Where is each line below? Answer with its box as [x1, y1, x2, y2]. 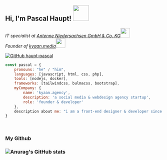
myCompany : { [14, 85, 41, 90]
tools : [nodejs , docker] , [14, 76, 68, 81]
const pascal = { [5, 62, 41, 67]
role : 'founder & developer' [23, 99, 84, 104]
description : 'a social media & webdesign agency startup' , [23, 94, 151, 100]
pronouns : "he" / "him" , [14, 67, 66, 72]
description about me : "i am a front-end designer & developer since [14, 108, 162, 114]
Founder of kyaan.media [5, 43, 56, 49]
